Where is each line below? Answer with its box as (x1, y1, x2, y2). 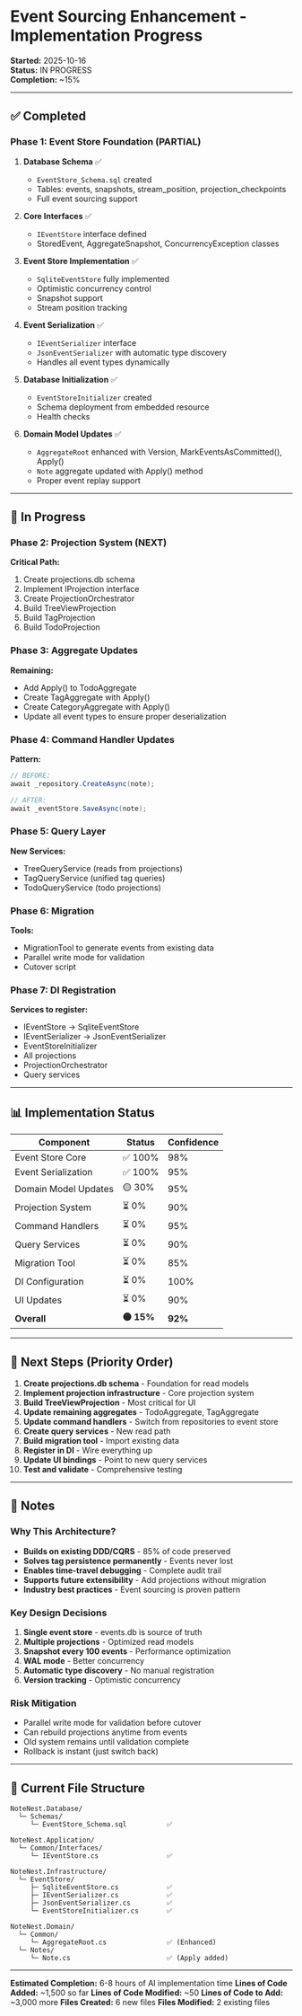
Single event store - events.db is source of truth (22, 1626, 203, 1637)
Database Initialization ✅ (22, 374, 118, 385)
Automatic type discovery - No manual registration (22, 1665, 215, 1676)
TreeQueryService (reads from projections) (22, 862, 183, 873)
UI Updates (14, 1294, 62, 1306)
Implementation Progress (10, 25, 203, 46)
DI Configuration (14, 1275, 84, 1287)
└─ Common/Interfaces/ (18, 1844, 103, 1852)
